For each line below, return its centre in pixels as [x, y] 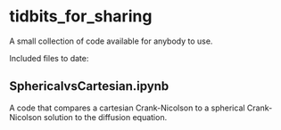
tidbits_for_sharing [81, 16]
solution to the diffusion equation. [105, 117]
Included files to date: [49, 58]
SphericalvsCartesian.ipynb [89, 86]
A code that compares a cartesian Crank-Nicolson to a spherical [127, 108]
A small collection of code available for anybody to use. [111, 41]
